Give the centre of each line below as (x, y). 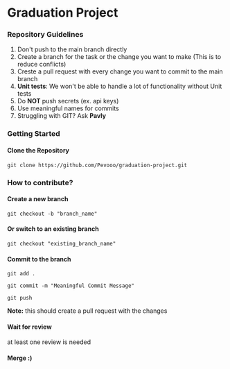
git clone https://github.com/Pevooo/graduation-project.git (97, 165)
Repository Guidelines (45, 35)
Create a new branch (38, 199)
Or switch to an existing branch (53, 229)
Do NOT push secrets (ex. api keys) (68, 101)
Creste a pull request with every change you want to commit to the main (120, 71)
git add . (21, 274)
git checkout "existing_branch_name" (62, 243)
